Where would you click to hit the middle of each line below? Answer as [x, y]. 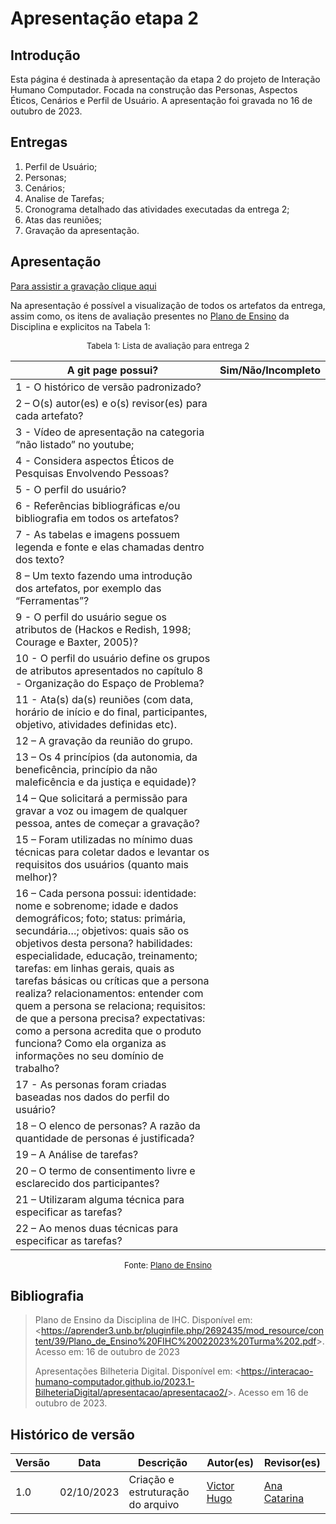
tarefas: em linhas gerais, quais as [95, 968]
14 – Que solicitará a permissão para [101, 798]
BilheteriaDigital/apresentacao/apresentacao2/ [131, 1393]
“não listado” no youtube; [75, 444]
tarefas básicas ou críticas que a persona [112, 980]
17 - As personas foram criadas [91, 1084]
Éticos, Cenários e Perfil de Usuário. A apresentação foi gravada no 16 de [161, 100]
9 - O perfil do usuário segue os [91, 617]
